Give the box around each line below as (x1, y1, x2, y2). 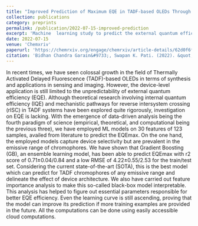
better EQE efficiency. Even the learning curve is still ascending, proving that (6, 194, 192, 201)
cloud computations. (6, 213, 56, 220)
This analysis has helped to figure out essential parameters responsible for (6, 188, 187, 195)
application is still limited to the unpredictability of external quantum (6, 87, 171, 94)
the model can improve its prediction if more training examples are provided (6, 200, 190, 207)
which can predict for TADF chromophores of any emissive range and (6, 169, 175, 176)
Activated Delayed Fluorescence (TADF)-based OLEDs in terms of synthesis (6, 75, 191, 82)
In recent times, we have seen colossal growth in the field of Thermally (6, 68, 178, 76)
